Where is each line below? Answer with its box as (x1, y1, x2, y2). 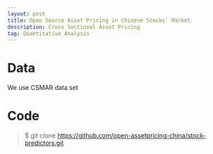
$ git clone (24, 131, 56, 140)
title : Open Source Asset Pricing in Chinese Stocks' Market (7, 17, 191, 24)
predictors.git (24, 139, 64, 148)
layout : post (7, 10, 46, 18)
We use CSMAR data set (7, 84, 79, 92)
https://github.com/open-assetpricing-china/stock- (57, 131, 207, 140)
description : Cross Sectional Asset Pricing (7, 23, 140, 30)
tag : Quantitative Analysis (7, 30, 90, 37)
